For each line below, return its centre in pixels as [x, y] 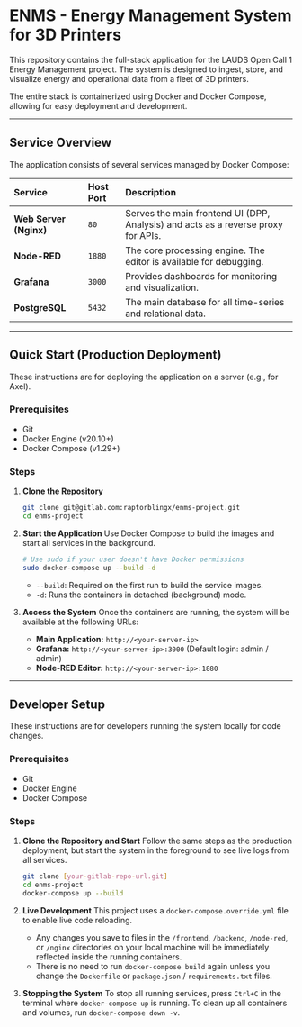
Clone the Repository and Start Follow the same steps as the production [157, 841]
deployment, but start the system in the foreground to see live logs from [155, 850]
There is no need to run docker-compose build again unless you [153, 966]
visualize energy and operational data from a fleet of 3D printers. [129, 78]
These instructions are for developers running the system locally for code [145, 726]
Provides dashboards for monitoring [201, 276]
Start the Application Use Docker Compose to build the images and [148, 533]
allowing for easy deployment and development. [98, 105]
